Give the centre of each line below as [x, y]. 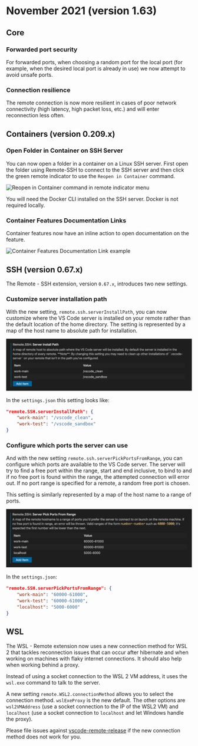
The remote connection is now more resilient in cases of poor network [91, 103]
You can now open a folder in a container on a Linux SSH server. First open [97, 163]
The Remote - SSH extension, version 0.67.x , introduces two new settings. [97, 284]
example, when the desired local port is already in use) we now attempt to [96, 68]
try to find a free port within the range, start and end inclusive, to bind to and [99, 471]
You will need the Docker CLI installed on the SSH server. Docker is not [92, 199]
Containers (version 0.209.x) [61, 134]
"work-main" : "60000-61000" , [52, 595]
